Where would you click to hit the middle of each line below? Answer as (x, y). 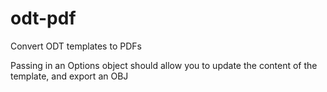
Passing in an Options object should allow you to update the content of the (164, 65)
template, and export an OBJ (69, 76)
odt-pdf (43, 18)
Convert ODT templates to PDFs (76, 46)
